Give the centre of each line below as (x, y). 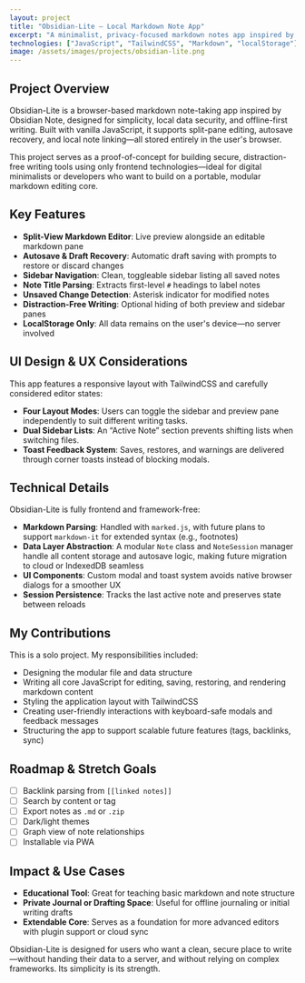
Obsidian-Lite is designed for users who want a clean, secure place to (140, 949)
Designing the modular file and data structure (107, 673)
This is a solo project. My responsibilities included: (104, 655)
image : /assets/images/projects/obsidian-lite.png (107, 52)
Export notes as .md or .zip (74, 811)
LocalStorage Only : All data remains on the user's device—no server (152, 323)
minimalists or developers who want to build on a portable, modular (135, 176)
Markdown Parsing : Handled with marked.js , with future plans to (144, 527)
